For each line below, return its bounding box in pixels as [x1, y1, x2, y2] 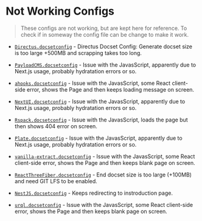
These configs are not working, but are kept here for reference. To [20, 24, 187, 32]
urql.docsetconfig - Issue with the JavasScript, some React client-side [14, 201, 193, 208]
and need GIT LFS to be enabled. [14, 177, 98, 184]
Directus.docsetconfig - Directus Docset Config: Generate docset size [14, 43, 193, 50]
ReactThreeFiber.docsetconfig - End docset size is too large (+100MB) [14, 171, 192, 178]
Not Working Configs [5, 4, 115, 18]
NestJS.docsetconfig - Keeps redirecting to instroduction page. [14, 189, 173, 197]
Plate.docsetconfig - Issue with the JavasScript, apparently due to [14, 134, 183, 142]
